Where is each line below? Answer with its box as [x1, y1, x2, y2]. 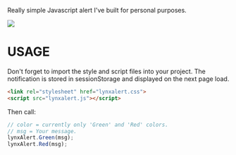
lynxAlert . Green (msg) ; [7, 134, 74, 142]
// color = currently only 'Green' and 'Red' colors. [7, 121, 169, 128]
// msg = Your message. [7, 128, 77, 135]
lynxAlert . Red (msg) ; [7, 141, 68, 148]
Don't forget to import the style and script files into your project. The [7, 67, 206, 75]
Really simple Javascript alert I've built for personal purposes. [7, 6, 187, 14]
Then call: [7, 107, 37, 116]
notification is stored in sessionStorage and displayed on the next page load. [7, 74, 230, 83]
